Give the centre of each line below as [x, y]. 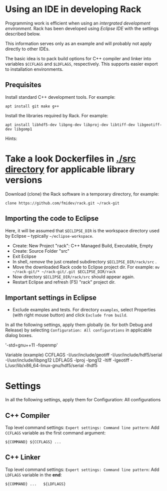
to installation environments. [34, 69]
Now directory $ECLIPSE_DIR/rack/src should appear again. [73, 276]
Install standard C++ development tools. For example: [60, 97]
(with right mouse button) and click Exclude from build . [70, 315]
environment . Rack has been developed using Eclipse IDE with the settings [82, 28]
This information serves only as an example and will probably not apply [78, 43]
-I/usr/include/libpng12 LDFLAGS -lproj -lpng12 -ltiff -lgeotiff [67, 360]
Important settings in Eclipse [51, 298]
